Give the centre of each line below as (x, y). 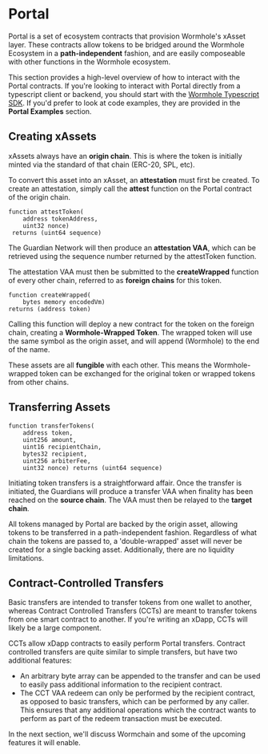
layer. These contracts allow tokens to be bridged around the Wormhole (126, 44)
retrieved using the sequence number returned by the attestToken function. (132, 256)
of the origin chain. (39, 197)
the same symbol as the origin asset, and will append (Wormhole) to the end (134, 341)
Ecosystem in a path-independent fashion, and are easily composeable (127, 53)
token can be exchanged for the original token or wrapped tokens (148, 373)
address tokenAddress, (60, 219)
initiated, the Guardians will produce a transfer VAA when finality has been (131, 491)
